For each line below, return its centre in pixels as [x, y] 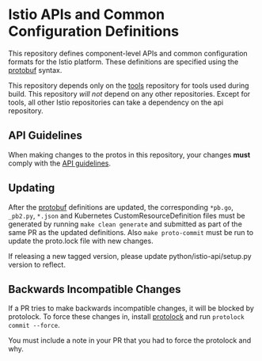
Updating [32, 188]
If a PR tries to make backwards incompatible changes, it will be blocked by [131, 308]
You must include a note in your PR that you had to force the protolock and [130, 340]
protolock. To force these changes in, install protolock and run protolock [126, 317]
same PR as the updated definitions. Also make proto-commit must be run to [131, 232]
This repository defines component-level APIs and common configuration [128, 53]
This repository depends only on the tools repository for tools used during [129, 85]
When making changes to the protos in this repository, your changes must [129, 154]
